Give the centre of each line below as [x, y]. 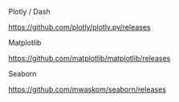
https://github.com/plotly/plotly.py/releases [79, 27]
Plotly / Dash [29, 12]
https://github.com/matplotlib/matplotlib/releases [89, 58]
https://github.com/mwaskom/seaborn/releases [87, 89]
